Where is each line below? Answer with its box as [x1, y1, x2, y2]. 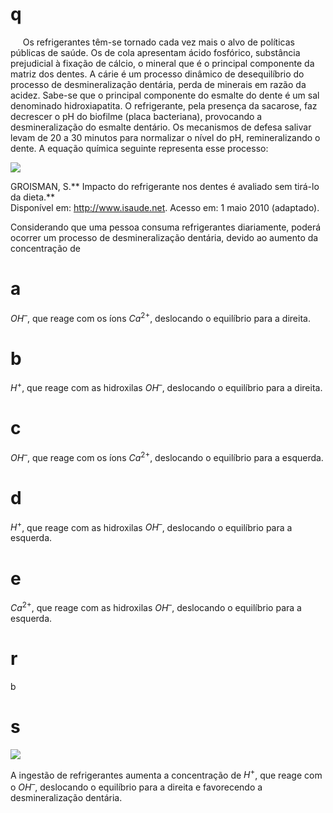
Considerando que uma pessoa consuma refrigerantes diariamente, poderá [10, 221, 322, 233]
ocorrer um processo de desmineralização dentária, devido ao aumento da [10, 231, 319, 243]
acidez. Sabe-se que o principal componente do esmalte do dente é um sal [10, 89, 320, 101]
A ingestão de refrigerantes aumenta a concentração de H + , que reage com [10, 767, 323, 781]
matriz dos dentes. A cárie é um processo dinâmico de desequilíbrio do [10, 68, 305, 80]
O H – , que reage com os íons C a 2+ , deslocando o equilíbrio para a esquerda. [10, 450, 324, 463]
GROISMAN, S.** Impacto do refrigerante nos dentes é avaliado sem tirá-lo [10, 180, 320, 192]
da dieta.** [10, 191, 56, 203]
